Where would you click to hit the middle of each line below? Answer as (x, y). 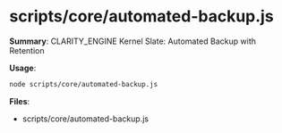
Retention (27, 50)
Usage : (23, 68)
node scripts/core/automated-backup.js (84, 84)
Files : (20, 101)
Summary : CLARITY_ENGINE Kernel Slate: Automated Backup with (133, 41)
